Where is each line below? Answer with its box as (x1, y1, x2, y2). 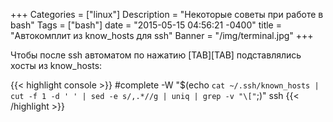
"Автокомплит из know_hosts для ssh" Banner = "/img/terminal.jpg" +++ (10, 30, 314, 41)
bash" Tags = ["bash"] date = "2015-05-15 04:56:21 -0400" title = (10, 19, 282, 31)
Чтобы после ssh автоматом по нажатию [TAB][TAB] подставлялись (10, 49, 302, 61)
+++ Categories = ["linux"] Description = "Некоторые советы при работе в (10, 9, 324, 20)
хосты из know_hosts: (10, 60, 103, 71)
